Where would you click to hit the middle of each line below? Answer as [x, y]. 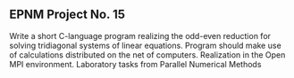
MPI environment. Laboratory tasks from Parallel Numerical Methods [135, 64]
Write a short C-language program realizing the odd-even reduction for [140, 35]
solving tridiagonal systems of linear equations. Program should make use [145, 45]
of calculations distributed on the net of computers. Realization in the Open [147, 55]
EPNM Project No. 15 [67, 15]
